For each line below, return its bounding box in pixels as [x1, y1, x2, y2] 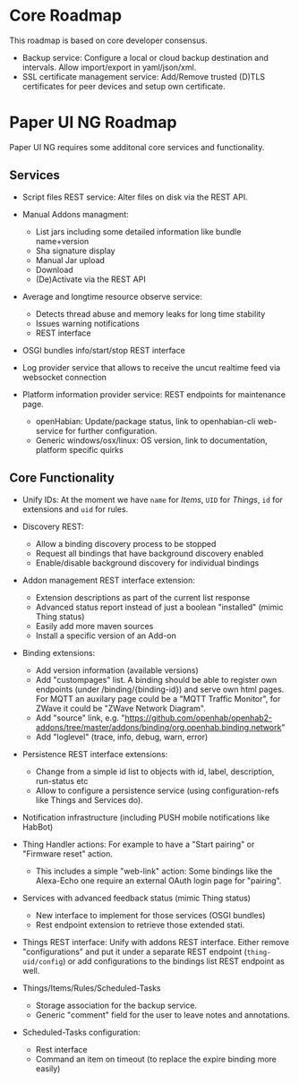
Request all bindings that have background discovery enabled [35, 548, 264, 559]
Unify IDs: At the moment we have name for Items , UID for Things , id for [21, 494, 284, 505]
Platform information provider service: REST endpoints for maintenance [21, 388, 286, 399]
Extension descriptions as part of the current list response [35, 592, 251, 602]
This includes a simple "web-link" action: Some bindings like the [35, 866, 273, 876]
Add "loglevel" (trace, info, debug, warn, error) [35, 731, 209, 742]
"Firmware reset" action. [21, 848, 114, 859]
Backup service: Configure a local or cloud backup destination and [21, 52, 269, 63]
